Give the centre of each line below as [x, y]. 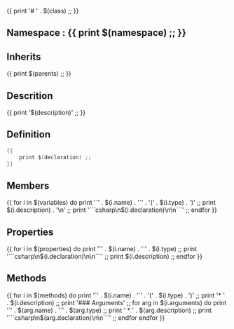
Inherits [24, 56]
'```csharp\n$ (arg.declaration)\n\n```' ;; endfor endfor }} [86, 317]
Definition [28, 134]
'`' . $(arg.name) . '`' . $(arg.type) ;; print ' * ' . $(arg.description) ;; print [109, 310]
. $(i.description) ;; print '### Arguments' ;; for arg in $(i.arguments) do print [117, 302]
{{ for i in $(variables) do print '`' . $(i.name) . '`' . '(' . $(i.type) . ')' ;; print [111, 203]
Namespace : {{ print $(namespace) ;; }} [96, 33]
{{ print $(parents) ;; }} [39, 74]
